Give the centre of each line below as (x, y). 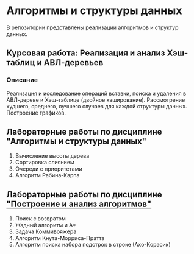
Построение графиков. (36, 113)
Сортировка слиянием (45, 163)
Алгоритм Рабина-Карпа (47, 175)
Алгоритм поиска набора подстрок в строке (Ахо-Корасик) (93, 245)
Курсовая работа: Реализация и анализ (86, 53)
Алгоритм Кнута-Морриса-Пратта (60, 238)
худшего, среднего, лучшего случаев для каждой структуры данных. (97, 106)
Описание (22, 80)
